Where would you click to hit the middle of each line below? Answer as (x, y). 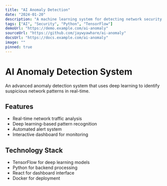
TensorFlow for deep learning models (51, 162)
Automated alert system (37, 129)
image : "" (15, 42)
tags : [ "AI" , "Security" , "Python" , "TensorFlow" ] (59, 24)
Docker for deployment (36, 178)
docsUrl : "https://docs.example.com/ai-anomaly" (57, 38)
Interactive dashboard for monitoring (50, 134)
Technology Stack (34, 150)
